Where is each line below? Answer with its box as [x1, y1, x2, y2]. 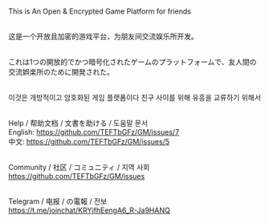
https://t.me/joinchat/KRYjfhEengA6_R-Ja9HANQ [8, 205, 170, 215]
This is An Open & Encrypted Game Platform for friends [8, 6, 191, 16]
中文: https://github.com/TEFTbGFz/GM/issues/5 [8, 137, 170, 146]
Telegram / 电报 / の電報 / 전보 [8, 197, 108, 206]
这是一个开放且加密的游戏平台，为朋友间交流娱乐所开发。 [8, 31, 198, 41]
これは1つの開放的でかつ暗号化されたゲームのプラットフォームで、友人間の [8, 57, 257, 67]
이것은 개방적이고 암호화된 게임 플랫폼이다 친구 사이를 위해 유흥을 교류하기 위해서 [8, 93, 262, 102]
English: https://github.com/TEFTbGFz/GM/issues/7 [8, 128, 180, 136]
